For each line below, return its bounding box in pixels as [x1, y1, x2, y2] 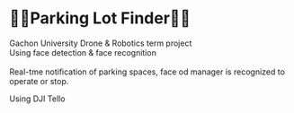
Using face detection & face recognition [9, 47, 157, 57]
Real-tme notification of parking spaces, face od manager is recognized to [9, 66, 286, 77]
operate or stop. [9, 75, 69, 86]
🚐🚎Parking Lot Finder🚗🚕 [9, 8, 192, 29]
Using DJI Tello [9, 93, 66, 104]
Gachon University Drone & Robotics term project [9, 38, 192, 48]
